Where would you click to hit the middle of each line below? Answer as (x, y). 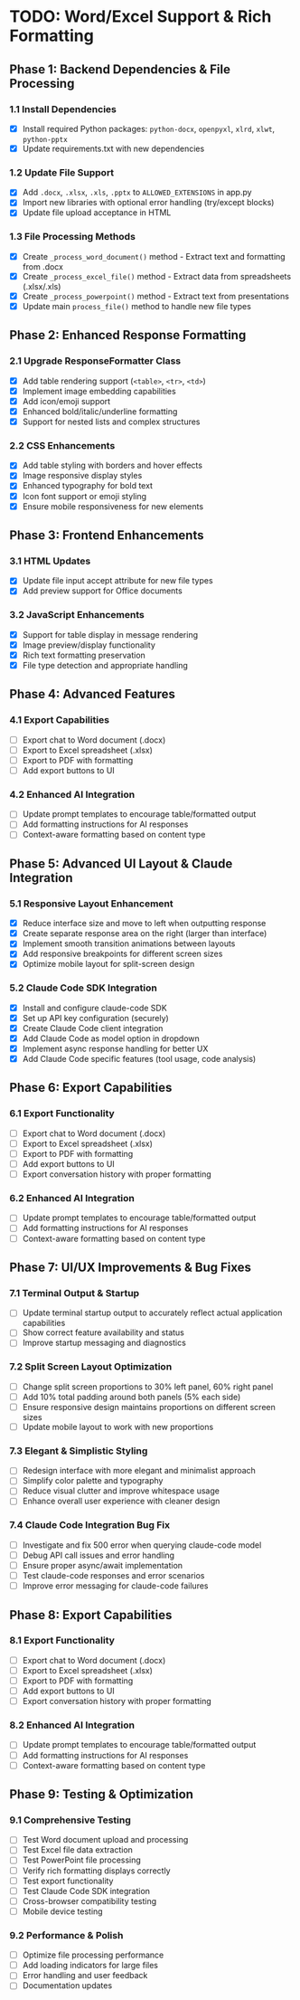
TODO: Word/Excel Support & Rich (141, 17)
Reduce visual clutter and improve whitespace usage (121, 1491)
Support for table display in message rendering (110, 634)
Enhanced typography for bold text (88, 486)
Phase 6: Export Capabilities (91, 1088)
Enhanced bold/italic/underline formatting (100, 411)
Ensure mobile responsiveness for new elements (113, 506)
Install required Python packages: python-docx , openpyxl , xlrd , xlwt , (149, 128)
